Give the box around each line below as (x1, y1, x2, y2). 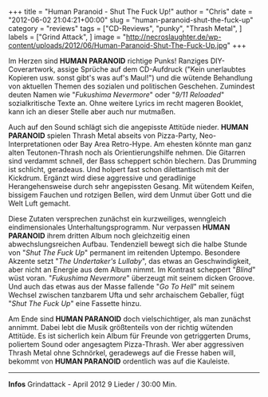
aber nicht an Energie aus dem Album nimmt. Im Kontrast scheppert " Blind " (8, 265, 256, 274)
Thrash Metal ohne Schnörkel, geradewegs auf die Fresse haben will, (8, 348, 236, 357)
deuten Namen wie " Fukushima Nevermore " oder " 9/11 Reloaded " (8, 90, 225, 99)
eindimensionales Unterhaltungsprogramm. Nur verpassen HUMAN (8, 222, 231, 232)
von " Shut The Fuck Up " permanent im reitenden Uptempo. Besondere (8, 248, 241, 257)
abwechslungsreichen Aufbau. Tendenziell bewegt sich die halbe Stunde (8, 239, 247, 249)
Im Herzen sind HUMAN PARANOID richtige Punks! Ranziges (8, 56, 209, 65)
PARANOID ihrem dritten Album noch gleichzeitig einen (8, 231, 190, 240)
